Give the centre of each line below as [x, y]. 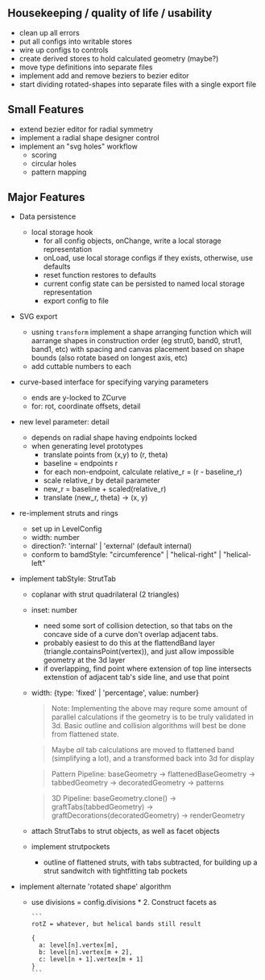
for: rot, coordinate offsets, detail [86, 406]
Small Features [46, 109]
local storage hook [62, 232]
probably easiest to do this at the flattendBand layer [129, 643]
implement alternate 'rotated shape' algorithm [95, 886]
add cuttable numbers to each [81, 366]
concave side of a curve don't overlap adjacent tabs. [130, 634]
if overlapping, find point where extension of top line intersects [147, 668]
